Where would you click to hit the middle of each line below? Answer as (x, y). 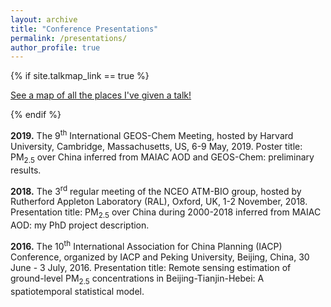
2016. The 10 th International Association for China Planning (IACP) (146, 245)
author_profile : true (55, 47)
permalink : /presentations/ (69, 38)
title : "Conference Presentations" (84, 29)
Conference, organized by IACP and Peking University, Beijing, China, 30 (160, 257)
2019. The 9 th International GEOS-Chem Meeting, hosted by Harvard (152, 134)
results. (26, 170)
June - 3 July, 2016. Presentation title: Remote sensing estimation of (151, 267)
